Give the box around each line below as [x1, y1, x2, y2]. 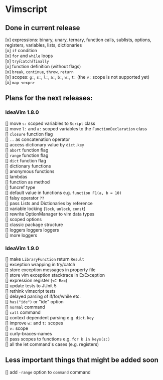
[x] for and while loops [5, 53, 53, 59]
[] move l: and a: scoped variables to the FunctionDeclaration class [5, 125, 147, 131]
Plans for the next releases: [5, 94, 93, 102]
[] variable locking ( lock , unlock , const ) [5, 206, 86, 212]
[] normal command [5, 304, 45, 310]
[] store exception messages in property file [5, 267, 96, 273]
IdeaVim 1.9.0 [5, 245, 39, 252]
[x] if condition [5, 48, 38, 53]
